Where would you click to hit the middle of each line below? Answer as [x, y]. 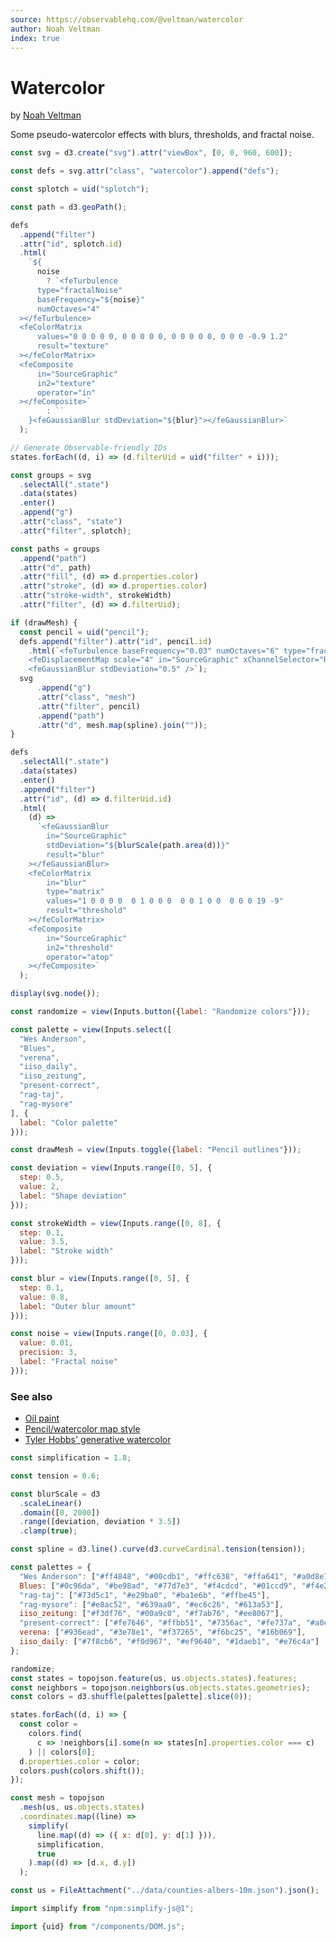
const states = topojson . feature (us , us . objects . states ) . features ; [154, 1678]
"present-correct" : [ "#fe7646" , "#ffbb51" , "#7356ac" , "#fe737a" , [160, 1623]
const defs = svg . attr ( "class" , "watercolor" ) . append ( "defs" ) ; [145, 171]
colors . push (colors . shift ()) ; [82, 1771]
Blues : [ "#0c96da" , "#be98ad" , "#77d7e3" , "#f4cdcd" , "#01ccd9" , [158, 1586]
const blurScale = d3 [55, 1494]
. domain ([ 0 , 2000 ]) [60, 1512]
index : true [35, 38]
